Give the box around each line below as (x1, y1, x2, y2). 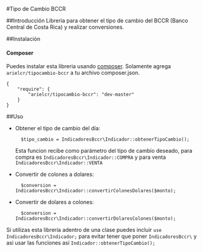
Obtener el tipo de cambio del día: (15, 125, 100, 132)
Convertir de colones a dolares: (15, 170, 94, 178)
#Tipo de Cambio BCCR (6, 5, 66, 12)
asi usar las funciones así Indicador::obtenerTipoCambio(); (6, 239, 156, 247)
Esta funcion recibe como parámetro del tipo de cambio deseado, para (15, 147, 193, 155)
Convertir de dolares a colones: (15, 198, 94, 206)
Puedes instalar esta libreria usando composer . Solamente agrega (6, 63, 171, 70)
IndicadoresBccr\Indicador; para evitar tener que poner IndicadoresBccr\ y (6, 233, 197, 240)
